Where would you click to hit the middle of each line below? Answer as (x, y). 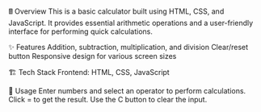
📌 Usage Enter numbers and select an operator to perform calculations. (127, 91)
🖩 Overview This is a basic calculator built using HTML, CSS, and (116, 11)
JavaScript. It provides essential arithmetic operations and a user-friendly (131, 23)
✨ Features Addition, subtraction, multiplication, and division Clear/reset (128, 47)
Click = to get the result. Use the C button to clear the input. (108, 100)
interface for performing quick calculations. (81, 31)
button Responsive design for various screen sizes (93, 56)
